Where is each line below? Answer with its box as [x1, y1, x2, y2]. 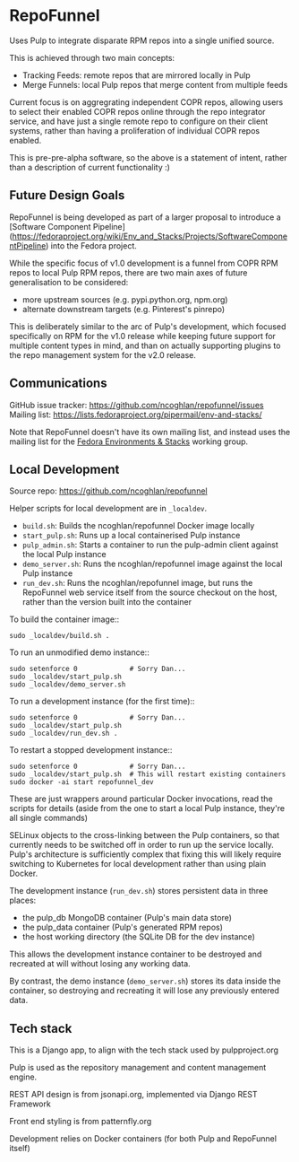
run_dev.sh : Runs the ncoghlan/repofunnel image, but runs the [21, 578, 253, 589]
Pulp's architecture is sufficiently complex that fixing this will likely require [9, 849, 282, 860]
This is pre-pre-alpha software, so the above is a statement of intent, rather [9, 152, 288, 162]
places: [9, 895, 37, 906]
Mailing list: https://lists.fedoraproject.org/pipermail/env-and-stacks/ [9, 409, 262, 420]
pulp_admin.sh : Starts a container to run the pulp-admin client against [21, 539, 279, 550]
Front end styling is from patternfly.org [9, 1116, 152, 1127]
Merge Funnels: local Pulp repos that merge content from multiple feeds [21, 79, 288, 90]
